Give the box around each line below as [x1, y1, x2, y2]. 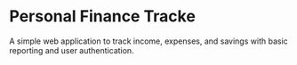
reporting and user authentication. [9, 45, 135, 55]
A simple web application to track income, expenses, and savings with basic [9, 36, 289, 46]
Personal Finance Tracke [9, 6, 196, 27]
